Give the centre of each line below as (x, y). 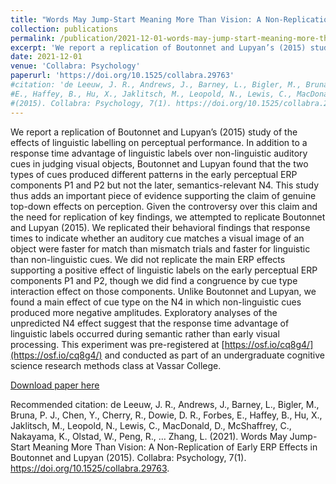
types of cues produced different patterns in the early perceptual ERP (154, 174)
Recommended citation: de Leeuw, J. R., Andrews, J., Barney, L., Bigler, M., (165, 404)
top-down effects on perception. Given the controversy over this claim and (164, 206)
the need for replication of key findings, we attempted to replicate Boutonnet (168, 217)
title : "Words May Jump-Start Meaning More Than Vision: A (136, 19)
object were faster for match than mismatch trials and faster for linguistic (160, 248)
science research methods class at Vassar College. (116, 365)
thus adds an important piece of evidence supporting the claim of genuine (163, 195)
